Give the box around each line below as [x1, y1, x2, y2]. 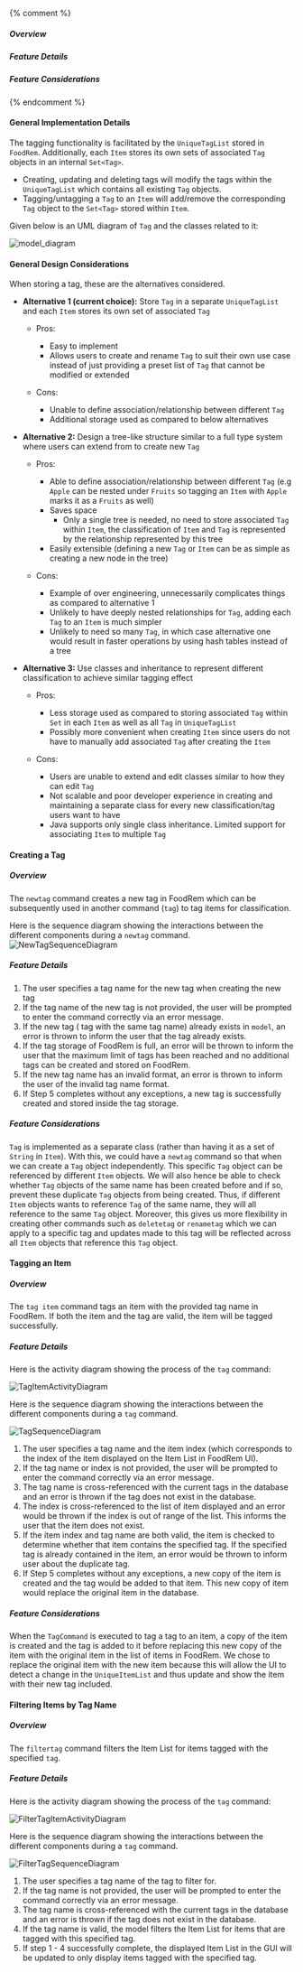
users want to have [49, 810, 121, 821]
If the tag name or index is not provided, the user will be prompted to [22, 1463, 278, 1474]
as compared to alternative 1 [49, 598, 155, 609]
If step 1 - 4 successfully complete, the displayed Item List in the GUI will [22, 1942, 293, 1953]
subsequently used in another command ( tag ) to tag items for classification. [9, 902, 291, 913]
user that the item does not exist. [22, 1521, 145, 1531]
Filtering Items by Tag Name [9, 1699, 117, 1710]
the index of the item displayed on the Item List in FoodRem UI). [22, 1453, 259, 1464]
